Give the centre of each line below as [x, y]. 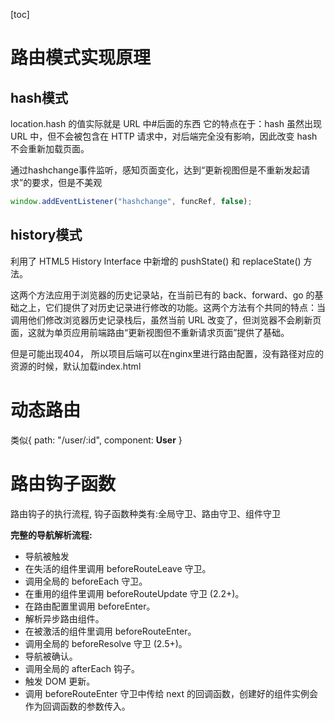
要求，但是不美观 [67, 182]
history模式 [46, 235]
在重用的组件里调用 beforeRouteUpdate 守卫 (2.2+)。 [134, 593]
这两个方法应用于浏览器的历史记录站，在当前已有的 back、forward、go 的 [162, 295]
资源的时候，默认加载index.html [76, 366]
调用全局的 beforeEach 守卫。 [86, 581]
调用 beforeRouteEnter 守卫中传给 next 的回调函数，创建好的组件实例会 [171, 693]
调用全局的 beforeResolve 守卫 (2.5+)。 [106, 643]
